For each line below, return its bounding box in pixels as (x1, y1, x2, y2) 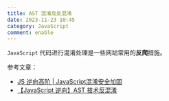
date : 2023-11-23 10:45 (7, 16, 76, 23)
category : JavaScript (7, 23, 69, 29)
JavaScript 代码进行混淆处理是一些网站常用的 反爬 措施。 (7, 48, 166, 57)
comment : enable (7, 29, 54, 36)
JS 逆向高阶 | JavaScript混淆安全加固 (16, 78, 122, 86)
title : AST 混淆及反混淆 (7, 10, 72, 17)
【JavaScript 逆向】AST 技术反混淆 (16, 86, 117, 94)
